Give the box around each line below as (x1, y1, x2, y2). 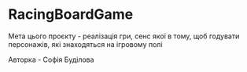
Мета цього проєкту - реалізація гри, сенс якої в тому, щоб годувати (8, 31, 240, 41)
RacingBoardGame (8, 5, 134, 23)
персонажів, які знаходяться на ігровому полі (8, 39, 163, 49)
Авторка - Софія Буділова (8, 55, 94, 64)
